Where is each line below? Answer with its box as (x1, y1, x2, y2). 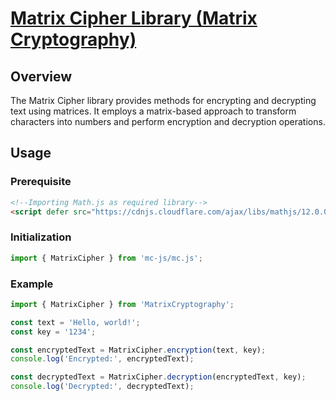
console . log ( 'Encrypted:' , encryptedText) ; (10, 354, 195, 364)
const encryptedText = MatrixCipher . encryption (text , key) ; (10, 345, 267, 355)
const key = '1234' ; (10, 327, 97, 337)
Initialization (10, 230, 72, 244)
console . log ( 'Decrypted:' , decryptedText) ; (10, 382, 195, 392)
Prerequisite (10, 175, 72, 189)
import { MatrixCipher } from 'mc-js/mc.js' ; (10, 253, 203, 263)
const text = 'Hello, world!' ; (10, 317, 141, 327)
